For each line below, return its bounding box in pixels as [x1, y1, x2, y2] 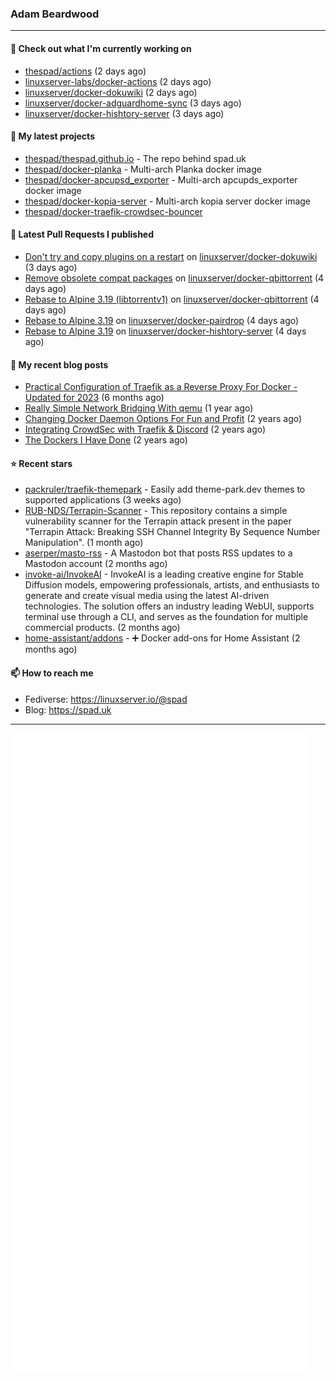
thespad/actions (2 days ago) [24, 65, 147, 77]
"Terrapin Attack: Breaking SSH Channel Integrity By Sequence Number [24, 526, 321, 538]
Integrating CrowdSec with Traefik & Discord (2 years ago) [24, 423, 267, 436]
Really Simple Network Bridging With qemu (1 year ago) [24, 402, 254, 414]
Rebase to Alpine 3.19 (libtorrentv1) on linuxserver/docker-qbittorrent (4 [24, 293, 320, 305]
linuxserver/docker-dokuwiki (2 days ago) [24, 86, 198, 98]
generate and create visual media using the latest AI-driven [24, 590, 270, 602]
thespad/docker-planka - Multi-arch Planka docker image [24, 163, 262, 175]
